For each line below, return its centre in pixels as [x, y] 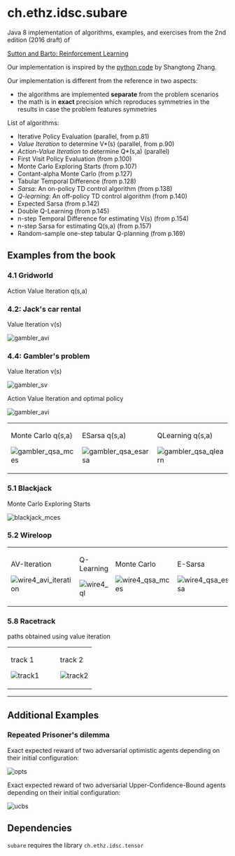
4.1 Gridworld [30, 275]
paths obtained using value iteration [59, 636]
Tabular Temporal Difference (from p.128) [77, 181]
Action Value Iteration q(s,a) [48, 291]
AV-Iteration [31, 564]
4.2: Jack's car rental [44, 309]
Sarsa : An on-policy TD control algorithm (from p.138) [95, 188]
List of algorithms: [33, 123]
